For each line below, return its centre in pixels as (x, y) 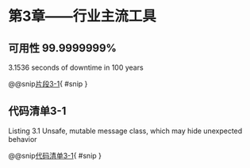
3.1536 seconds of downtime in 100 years (76, 67)
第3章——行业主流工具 (83, 16)
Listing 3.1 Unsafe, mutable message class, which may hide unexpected (125, 131)
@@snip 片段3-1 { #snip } (48, 84)
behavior (23, 139)
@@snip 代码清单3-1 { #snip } (55, 155)
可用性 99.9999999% (63, 48)
